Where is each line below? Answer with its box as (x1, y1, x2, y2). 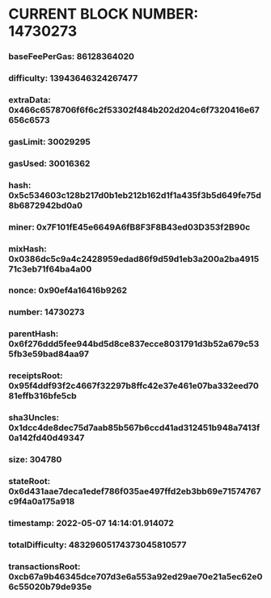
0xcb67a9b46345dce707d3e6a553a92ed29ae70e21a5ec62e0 (8, 571, 263, 582)
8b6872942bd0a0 (8, 200, 83, 211)
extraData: (8, 94, 51, 105)
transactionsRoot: (8, 561, 81, 572)
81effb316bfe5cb (8, 390, 77, 402)
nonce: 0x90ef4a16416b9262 (8, 284, 128, 296)
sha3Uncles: (8, 412, 59, 423)
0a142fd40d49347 (8, 432, 85, 444)
